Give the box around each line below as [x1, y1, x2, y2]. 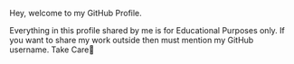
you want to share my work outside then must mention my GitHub [9, 35, 254, 45]
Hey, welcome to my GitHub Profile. [9, 8, 142, 18]
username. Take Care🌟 [9, 44, 95, 55]
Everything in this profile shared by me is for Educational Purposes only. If [9, 25, 285, 35]
